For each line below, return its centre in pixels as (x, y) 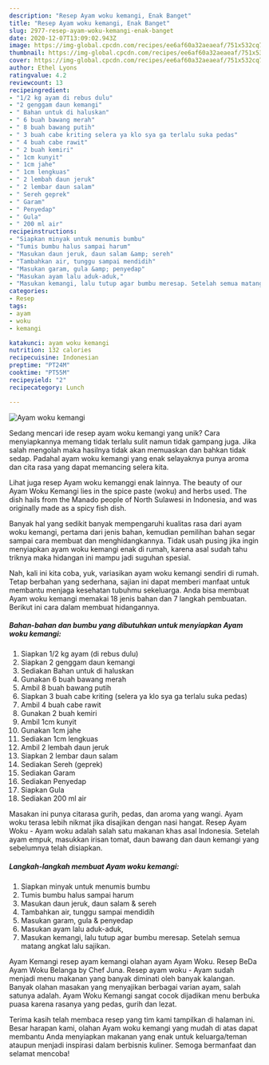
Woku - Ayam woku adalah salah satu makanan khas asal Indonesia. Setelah (134, 831)
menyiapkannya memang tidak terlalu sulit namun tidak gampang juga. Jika (133, 441)
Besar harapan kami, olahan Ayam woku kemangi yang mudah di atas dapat (133, 1028)
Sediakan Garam (48, 773)
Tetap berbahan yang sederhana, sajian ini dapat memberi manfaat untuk (130, 581)
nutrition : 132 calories (50, 350)
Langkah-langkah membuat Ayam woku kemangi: (94, 866)
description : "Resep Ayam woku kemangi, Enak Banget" (101, 16)
